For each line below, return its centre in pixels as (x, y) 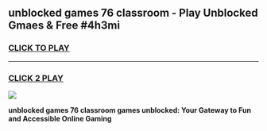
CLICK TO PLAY (39, 48)
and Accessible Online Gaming (60, 118)
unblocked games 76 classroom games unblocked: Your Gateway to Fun (130, 110)
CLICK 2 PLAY (36, 78)
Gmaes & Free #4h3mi (64, 26)
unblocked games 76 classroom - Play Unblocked (133, 13)
